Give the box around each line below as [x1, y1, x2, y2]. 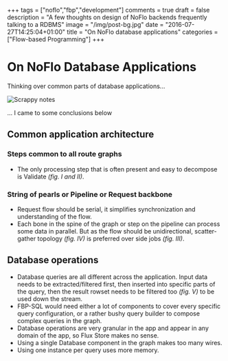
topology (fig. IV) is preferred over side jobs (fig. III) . [37, 234, 185, 243]
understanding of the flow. [16, 212, 92, 220]
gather [16, 234, 36, 243]
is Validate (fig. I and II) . [16, 172, 84, 180]
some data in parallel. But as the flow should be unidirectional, [16, 227, 194, 235]
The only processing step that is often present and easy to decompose [16, 165, 218, 173]
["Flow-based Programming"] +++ [7, 35, 105, 43]
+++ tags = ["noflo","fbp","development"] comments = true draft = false [7, 6, 210, 14]
